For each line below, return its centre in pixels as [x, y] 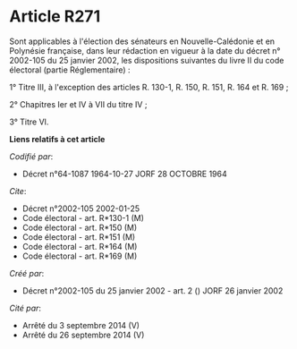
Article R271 [55, 17]
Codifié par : [31, 156]
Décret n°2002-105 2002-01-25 [81, 209]
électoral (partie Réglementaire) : [70, 70]
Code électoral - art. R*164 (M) [80, 246]
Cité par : [25, 308]
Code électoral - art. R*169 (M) [80, 256]
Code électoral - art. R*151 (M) [79, 237]
